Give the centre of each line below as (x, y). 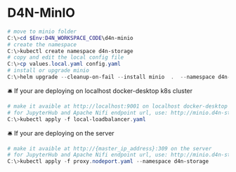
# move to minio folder (42, 31)
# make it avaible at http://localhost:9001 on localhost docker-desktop (118, 106)
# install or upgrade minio (48, 71)
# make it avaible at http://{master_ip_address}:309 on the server (110, 148)
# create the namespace (42, 44)
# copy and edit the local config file (66, 57)
